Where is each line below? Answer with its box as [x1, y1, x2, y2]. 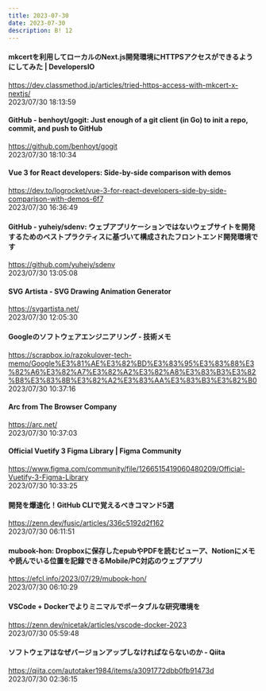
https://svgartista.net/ [8, 304, 79, 314]
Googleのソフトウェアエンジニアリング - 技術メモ [8, 332, 172, 341]
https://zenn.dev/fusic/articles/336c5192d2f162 [8, 518, 164, 528]
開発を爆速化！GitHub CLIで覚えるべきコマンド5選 [8, 500, 175, 510]
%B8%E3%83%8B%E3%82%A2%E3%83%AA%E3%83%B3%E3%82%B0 [8, 375, 257, 385]
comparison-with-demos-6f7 [8, 194, 104, 204]
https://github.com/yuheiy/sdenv [8, 260, 116, 270]
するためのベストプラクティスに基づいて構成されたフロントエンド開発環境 [8, 231, 252, 241]
